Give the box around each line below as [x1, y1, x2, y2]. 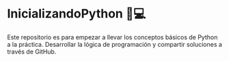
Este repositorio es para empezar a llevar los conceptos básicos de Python [7, 33, 218, 41]
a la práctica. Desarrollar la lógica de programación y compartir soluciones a [7, 40, 222, 48]
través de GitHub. [7, 47, 57, 56]
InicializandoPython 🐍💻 [7, 6, 146, 22]
